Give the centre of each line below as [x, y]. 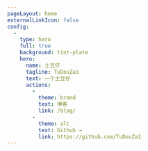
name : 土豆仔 [43, 65]
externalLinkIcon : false [43, 20]
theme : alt [54, 124]
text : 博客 [53, 104]
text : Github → [60, 130]
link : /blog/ [57, 111]
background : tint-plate [54, 53]
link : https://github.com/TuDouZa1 [89, 136]
